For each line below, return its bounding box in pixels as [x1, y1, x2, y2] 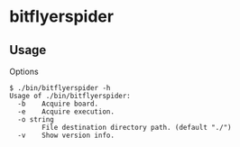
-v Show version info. [17, 131, 115, 140]
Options [9, 66, 39, 77]
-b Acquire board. [17, 99, 99, 108]
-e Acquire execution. [17, 107, 115, 116]
